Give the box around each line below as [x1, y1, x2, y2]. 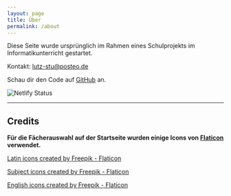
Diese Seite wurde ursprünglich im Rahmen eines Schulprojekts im [7, 42, 195, 50]
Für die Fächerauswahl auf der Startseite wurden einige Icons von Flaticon [7, 133, 224, 142]
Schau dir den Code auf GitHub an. [7, 76, 107, 84]
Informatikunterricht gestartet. [7, 49, 93, 57]
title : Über [7, 17, 41, 23]
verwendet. [7, 141, 41, 149]
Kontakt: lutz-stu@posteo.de [7, 63, 89, 71]
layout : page [7, 10, 45, 17]
